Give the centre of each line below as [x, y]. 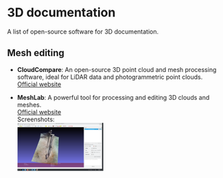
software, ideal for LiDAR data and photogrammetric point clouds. [110, 77]
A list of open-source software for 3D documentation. [83, 31]
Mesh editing [36, 53]
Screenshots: [36, 119]
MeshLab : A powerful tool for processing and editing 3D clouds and [113, 97]
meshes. [29, 105]
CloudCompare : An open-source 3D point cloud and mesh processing [117, 69]
